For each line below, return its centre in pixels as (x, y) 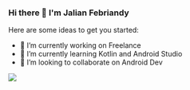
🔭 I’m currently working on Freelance (80, 45)
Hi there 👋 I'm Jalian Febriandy (69, 13)
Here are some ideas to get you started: (74, 30)
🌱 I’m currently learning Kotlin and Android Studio (101, 54)
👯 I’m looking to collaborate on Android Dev (91, 62)
